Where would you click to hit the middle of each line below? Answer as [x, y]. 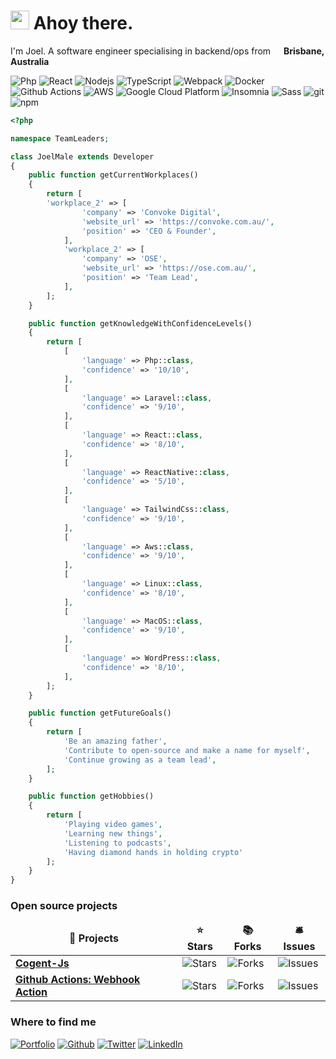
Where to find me [53, 1022]
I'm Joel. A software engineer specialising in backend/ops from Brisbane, [167, 51]
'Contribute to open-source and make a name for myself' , [187, 750]
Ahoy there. [83, 23]
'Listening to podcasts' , [117, 843]
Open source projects [64, 906]
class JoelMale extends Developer [82, 156]
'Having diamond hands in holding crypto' [153, 852]
